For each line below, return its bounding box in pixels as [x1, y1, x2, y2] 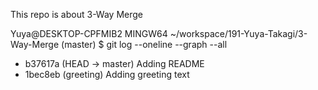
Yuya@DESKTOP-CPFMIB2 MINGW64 [10, 28, 168, 39]
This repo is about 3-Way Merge [10, 9, 143, 20]
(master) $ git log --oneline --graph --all [61, 39, 228, 50]
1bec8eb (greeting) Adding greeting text [24, 69, 190, 80]
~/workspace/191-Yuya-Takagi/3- [169, 28, 308, 39]
